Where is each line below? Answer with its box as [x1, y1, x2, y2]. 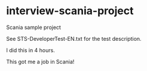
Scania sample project [6, 24, 62, 31]
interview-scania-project [6, 4, 134, 18]
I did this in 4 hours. [6, 46, 55, 54]
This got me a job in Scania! [6, 58, 75, 65]
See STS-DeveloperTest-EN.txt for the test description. [6, 35, 142, 42]
